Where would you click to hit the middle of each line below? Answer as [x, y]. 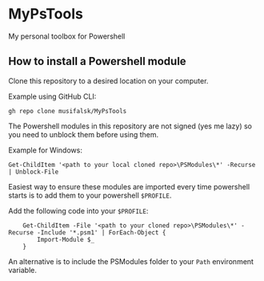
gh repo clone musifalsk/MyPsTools [68, 111]
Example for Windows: [45, 150]
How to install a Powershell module [97, 61]
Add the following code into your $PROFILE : [78, 210]
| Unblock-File [34, 172]
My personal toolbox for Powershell [67, 36]
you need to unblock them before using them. [84, 134]
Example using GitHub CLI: [52, 96]
